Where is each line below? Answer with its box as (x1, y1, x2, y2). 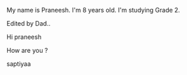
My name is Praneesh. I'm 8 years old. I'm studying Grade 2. (6, 6, 181, 14)
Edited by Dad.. (6, 19, 51, 27)
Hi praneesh (6, 33, 42, 41)
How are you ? (6, 47, 48, 54)
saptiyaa (6, 60, 31, 68)
